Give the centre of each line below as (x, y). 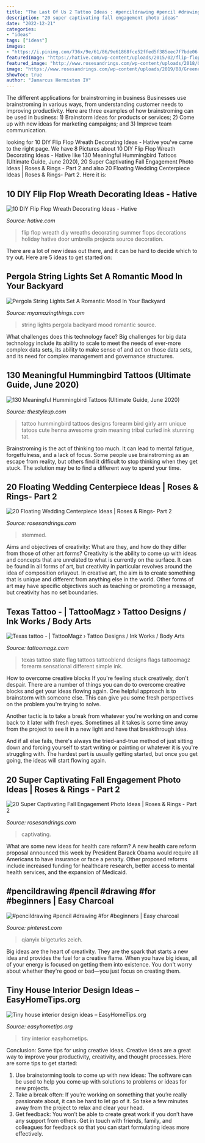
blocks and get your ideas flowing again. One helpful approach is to (91, 691)
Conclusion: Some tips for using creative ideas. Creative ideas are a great (99, 1050)
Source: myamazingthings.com (46, 312)
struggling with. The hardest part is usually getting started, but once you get (102, 754)
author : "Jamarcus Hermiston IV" (49, 80)
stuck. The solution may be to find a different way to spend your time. (94, 468)
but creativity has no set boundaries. (52, 592)
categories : (21, 29)
